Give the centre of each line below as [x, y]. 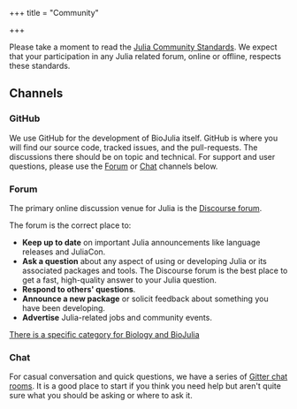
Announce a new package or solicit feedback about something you [145, 299]
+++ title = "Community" [54, 13]
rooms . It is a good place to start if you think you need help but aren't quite [145, 386]
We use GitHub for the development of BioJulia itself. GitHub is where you [144, 138]
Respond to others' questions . [79, 289]
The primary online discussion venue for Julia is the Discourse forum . [136, 208]
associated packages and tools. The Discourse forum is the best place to [155, 270]
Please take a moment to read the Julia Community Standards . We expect [143, 47]
